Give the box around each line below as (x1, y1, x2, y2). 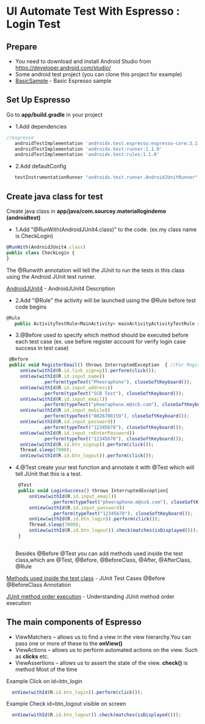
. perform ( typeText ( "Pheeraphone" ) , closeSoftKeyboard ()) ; (41, 379, 192, 385)
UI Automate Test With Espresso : (6, 4, 180, 18)
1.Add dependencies (15, 123, 67, 130)
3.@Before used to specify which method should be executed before (15, 331, 189, 339)
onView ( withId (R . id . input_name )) (20, 373, 105, 379)
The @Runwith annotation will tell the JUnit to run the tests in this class (6, 267, 185, 274)
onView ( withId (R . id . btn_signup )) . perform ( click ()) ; (20, 441, 154, 448)
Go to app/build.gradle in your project (6, 111, 103, 118)
